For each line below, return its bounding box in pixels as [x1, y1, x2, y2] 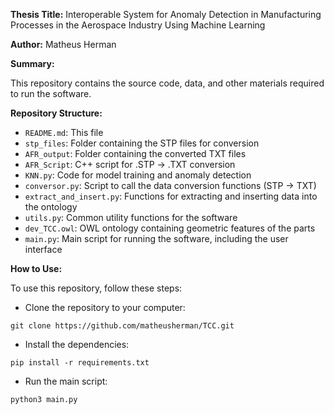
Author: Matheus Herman [10, 39, 117, 50]
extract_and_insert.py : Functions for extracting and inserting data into [24, 190, 318, 202]
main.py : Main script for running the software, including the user [24, 233, 289, 244]
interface [24, 244, 63, 255]
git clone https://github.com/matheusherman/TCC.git [10, 321, 235, 331]
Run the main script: [24, 375, 108, 387]
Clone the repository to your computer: [24, 302, 186, 313]
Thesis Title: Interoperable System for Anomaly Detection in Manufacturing [10, 9, 322, 20]
